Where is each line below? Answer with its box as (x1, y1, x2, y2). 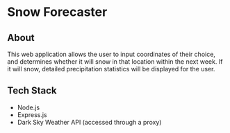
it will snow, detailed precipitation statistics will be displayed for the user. (7, 65, 215, 73)
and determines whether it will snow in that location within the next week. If (7, 57, 223, 66)
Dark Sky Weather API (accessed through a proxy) (17, 118, 162, 126)
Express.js (17, 110, 47, 118)
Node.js (17, 103, 40, 112)
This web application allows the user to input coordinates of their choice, (7, 50, 215, 58)
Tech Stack (7, 85, 57, 97)
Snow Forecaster (7, 4, 108, 20)
